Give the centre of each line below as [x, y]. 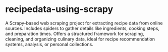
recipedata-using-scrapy [59, 9]
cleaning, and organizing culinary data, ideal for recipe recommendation [80, 39]
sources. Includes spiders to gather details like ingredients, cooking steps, [82, 28]
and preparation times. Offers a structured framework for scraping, [75, 33]
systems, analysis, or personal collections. [49, 44]
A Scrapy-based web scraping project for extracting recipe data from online [84, 23]
